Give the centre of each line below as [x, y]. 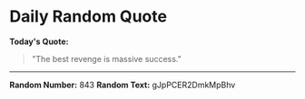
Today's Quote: [39, 41]
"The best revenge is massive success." [106, 58]
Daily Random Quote [89, 17]
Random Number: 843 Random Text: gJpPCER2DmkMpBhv [123, 85]
